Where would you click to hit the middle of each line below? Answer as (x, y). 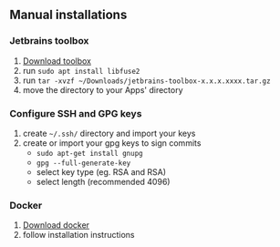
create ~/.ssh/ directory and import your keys (109, 133)
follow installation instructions (78, 235)
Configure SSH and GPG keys (76, 113)
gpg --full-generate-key (83, 163)
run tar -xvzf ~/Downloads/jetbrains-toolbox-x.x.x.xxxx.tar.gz (146, 80)
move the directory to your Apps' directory (103, 89)
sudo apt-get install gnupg (89, 153)
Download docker (56, 225)
